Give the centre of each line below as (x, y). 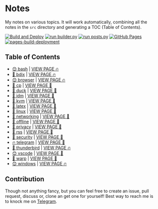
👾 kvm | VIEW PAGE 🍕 (34, 101)
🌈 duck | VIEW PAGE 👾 (34, 90)
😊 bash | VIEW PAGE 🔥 (35, 69)
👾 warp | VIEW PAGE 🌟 (34, 158)
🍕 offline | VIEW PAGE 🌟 (36, 121)
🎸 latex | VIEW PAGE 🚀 (34, 106)
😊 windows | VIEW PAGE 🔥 (39, 163)
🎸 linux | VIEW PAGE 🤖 (34, 111)
